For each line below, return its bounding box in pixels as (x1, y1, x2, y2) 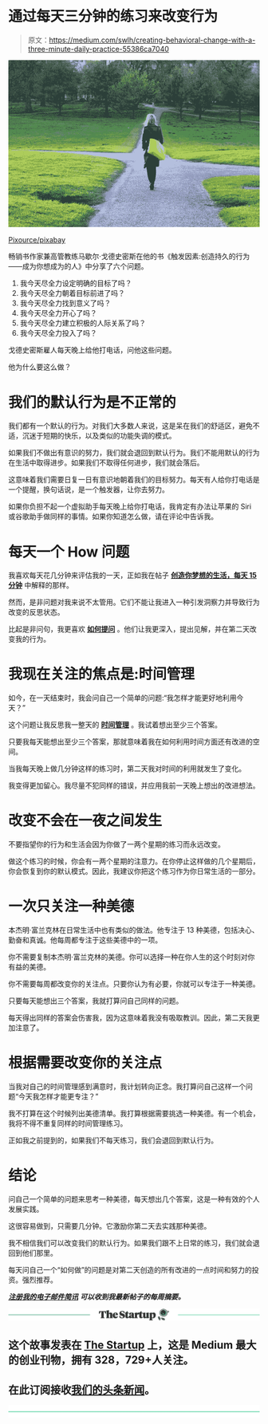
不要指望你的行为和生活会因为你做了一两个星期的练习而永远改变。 (8, 840, 225, 849)
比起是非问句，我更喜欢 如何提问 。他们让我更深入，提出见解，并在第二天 (8, 624, 250, 634)
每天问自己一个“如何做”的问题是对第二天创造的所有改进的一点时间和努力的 (8, 1265, 253, 1274)
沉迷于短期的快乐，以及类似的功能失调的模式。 (22, 431, 176, 441)
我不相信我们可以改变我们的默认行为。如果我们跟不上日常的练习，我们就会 (8, 1237, 253, 1248)
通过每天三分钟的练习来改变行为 (8, 7, 219, 26)
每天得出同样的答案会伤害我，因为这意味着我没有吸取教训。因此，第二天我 (8, 1013, 253, 1023)
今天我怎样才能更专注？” (18, 1092, 99, 1101)
